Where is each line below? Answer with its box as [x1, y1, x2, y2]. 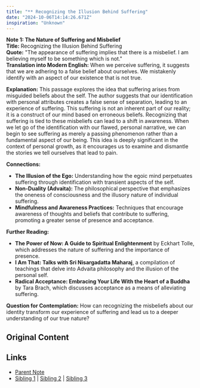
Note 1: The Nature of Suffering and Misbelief [6, 36, 121, 44]
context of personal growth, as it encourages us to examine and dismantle [6, 143, 189, 150]
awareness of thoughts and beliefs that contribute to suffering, [14, 210, 169, 218]
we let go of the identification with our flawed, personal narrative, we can [6, 124, 186, 131]
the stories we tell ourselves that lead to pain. [6, 149, 118, 156]
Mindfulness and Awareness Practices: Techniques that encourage [14, 204, 184, 211]
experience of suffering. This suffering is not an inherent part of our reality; [6, 105, 191, 112]
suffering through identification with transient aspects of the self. [14, 178, 175, 186]
